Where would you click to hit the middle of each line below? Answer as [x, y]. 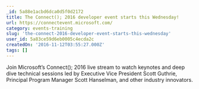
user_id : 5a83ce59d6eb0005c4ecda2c [50, 39]
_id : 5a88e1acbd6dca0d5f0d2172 [45, 12]
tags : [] [17, 50]
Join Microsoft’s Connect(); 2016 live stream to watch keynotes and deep [96, 67]
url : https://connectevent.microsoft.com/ [59, 23]
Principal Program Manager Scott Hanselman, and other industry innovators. [99, 80]
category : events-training [40, 28]
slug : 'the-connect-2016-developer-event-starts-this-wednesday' [89, 34]
